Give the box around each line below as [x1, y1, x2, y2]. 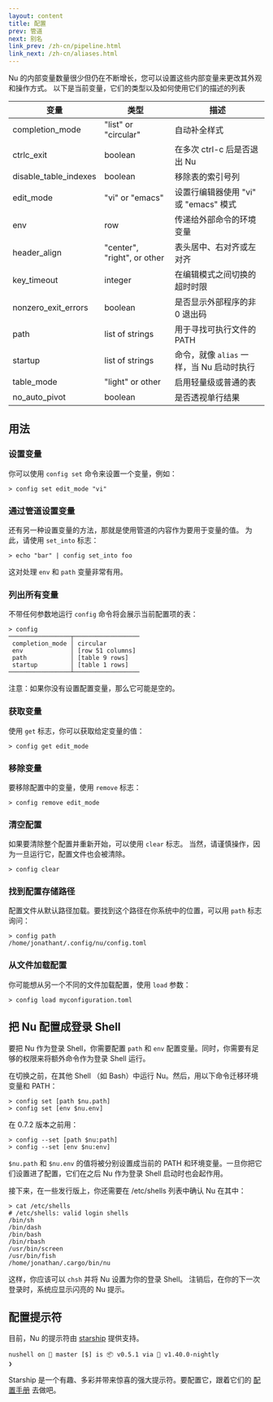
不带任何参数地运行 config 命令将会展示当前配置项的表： [8, 609, 198, 619]
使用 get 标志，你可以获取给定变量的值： [8, 726, 145, 736]
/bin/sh [8, 1216, 35, 1225]
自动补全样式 [174, 124, 224, 135]
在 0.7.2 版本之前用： [8, 1120, 79, 1129]
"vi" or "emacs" [104, 192, 164, 203]
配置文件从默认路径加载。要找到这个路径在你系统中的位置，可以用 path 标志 [8, 906, 262, 915]
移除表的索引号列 [174, 172, 240, 182]
